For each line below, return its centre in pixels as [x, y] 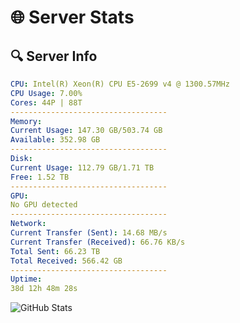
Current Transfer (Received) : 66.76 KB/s [98, 242]
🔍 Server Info [54, 56]
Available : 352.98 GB [55, 140]
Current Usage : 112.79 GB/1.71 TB [82, 167]
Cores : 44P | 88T [46, 102]
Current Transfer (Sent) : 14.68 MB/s [89, 233]
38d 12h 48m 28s [44, 289]
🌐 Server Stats [72, 17]
